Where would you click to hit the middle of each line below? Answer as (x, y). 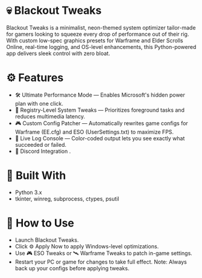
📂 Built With (36, 176)
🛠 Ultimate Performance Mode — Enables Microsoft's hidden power (100, 95)
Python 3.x (28, 192)
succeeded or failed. (41, 144)
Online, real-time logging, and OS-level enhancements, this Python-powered (101, 47)
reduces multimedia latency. (50, 116)
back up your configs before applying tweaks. (72, 268)
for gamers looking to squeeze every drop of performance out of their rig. (98, 34)
